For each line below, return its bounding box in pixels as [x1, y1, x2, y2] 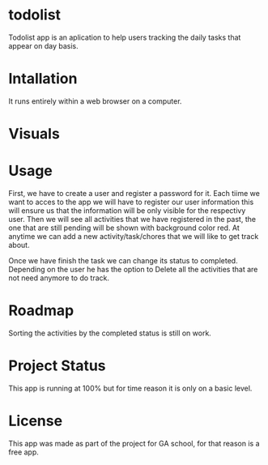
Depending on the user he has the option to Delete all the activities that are [8, 265, 258, 274]
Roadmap [8, 301, 74, 320]
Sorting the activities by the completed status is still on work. [8, 328, 212, 338]
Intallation [8, 70, 78, 88]
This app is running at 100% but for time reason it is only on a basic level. [8, 383, 253, 393]
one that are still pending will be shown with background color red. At [8, 223, 240, 232]
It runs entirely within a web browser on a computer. [8, 96, 182, 106]
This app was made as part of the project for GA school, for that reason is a [8, 438, 261, 448]
